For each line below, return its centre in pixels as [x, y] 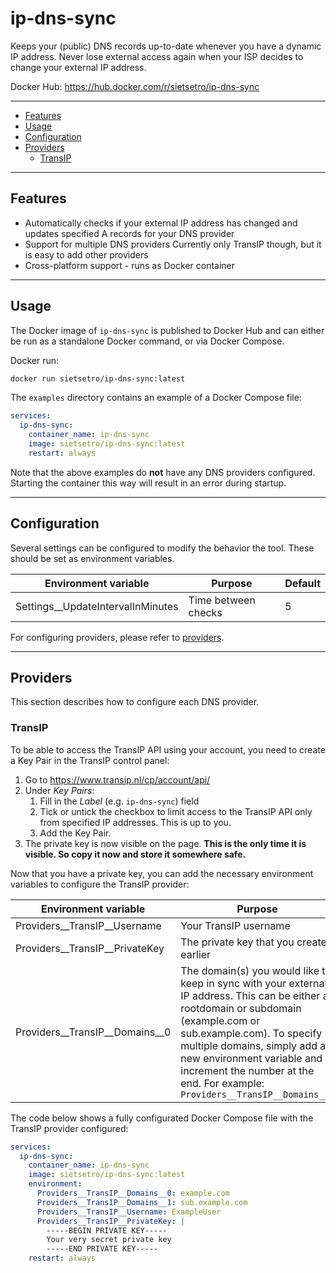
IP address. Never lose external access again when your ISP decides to [157, 56]
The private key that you [237, 942]
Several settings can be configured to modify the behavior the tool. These [162, 548]
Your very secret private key [109, 1240]
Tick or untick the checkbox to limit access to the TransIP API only [176, 811]
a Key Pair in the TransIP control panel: [90, 760]
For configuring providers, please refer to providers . [117, 637]
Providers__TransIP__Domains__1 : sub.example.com [142, 1202]
